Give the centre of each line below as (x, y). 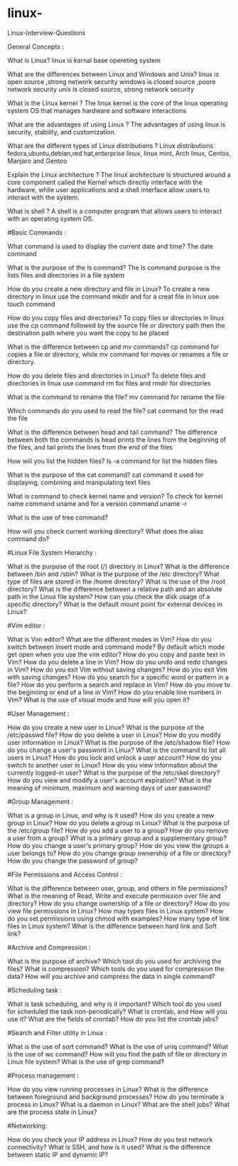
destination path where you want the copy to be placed (88, 333)
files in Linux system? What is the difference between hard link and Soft (112, 926)
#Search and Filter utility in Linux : (57, 1032)
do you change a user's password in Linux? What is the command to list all (117, 750)
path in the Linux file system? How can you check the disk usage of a (109, 596)
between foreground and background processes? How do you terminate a (116, 1096)
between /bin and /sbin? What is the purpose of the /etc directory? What (113, 573)
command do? (28, 539)
